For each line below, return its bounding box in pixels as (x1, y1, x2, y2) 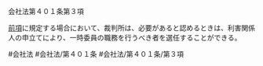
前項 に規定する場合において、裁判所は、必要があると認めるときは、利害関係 (8, 23, 255, 33)
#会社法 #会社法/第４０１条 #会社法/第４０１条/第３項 (8, 50, 184, 58)
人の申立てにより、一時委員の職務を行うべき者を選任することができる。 (8, 33, 242, 42)
